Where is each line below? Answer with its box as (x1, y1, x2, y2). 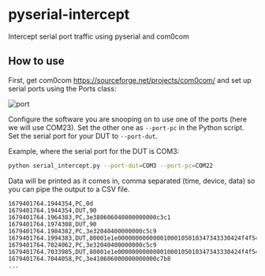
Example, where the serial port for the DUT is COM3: (8, 146, 180, 155)
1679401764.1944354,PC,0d (8, 200, 93, 207)
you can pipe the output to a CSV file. (8, 184, 130, 194)
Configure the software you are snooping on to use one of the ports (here (8, 114, 247, 124)
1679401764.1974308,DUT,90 (8, 220, 97, 228)
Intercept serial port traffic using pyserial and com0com (8, 32, 189, 41)
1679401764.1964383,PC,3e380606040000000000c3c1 (8, 213, 171, 222)
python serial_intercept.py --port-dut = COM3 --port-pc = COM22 (8, 162, 214, 170)
